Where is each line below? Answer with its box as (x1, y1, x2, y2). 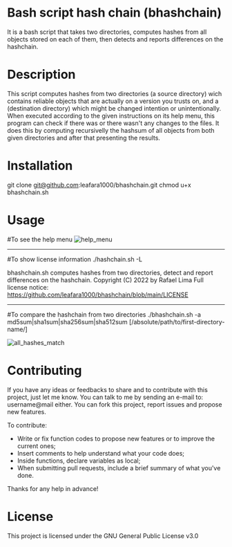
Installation (7, 158, 73, 174)
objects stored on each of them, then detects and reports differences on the (7, 35, 224, 43)
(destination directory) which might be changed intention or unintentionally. (7, 104, 222, 112)
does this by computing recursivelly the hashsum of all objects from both (7, 126, 215, 134)
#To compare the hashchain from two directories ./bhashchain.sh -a (7, 310, 202, 319)
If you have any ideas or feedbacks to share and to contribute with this (7, 385, 209, 393)
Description (7, 67, 76, 82)
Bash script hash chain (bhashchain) (7, 5, 222, 21)
